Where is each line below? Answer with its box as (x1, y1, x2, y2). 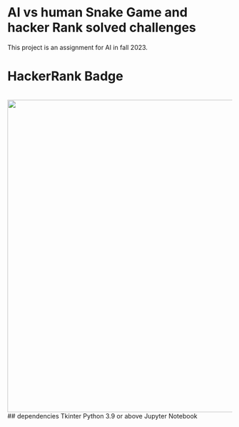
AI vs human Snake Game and (7, 4, 188, 21)
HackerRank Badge (7, 69, 123, 84)
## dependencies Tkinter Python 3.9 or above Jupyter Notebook (7, 411, 198, 420)
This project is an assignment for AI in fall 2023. (7, 43, 148, 51)
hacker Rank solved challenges (7, 19, 196, 36)
